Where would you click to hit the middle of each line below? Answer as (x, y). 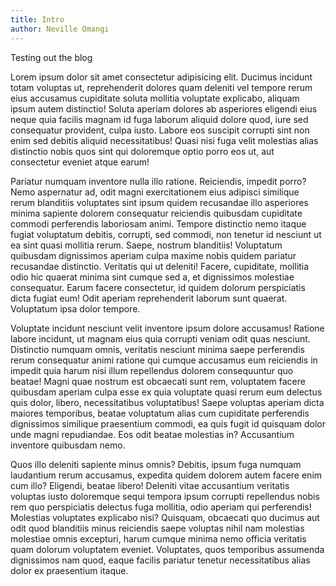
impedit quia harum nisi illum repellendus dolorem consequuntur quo (152, 370)
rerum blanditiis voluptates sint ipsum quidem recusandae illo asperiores (159, 202)
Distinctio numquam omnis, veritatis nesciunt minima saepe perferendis (157, 349)
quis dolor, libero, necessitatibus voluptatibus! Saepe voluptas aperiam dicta (167, 402)
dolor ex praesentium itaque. (69, 570)
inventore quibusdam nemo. (68, 445)
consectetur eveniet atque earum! (80, 162)
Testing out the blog (51, 57)
